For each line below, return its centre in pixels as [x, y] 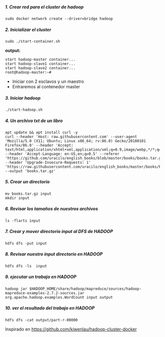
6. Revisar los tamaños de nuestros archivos [52, 209]
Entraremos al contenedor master [46, 86]
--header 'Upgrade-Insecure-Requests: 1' [48, 162]
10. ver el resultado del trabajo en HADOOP [50, 308]
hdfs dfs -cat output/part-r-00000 [41, 320]
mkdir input [17, 198]
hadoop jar [16, 289]
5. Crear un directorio [27, 182]
